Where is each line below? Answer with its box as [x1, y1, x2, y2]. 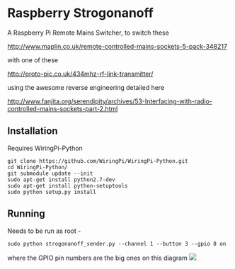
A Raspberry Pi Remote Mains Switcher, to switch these [7, 28, 170, 37]
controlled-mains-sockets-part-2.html [7, 104, 118, 113]
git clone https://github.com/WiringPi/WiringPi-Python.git [7, 157, 189, 164]
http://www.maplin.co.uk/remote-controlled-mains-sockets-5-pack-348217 [7, 42, 228, 50]
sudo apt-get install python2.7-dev [7, 176, 115, 183]
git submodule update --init [7, 170, 93, 177]
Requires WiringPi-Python [7, 144, 83, 152]
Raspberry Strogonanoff [7, 5, 154, 21]
